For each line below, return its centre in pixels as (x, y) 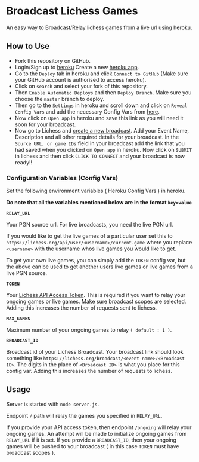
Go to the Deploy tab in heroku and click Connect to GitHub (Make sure (102, 74)
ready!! (24, 162)
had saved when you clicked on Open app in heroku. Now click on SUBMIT (103, 149)
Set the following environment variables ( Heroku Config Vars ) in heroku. (96, 191)
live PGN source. (27, 273)
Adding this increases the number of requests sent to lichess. (82, 308)
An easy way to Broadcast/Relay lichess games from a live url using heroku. (99, 27)
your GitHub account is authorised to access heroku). (80, 79)
